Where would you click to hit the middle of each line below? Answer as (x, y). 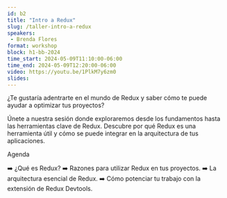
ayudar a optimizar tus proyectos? (56, 106)
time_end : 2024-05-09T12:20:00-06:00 (62, 65)
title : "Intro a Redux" (42, 20)
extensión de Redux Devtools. (50, 189)
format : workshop (32, 46)
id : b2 (17, 14)
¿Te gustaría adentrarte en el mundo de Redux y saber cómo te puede (107, 98)
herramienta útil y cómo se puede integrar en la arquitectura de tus (103, 133)
